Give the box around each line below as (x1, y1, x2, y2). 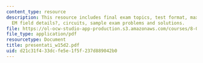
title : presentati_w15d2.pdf (6, 43, 80, 49)
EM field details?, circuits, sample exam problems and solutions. (11, 20, 185, 26)
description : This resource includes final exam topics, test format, (6, 14, 188, 20)
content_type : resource (6, 8, 66, 15)
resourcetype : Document (6, 37, 66, 43)
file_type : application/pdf (6, 31, 77, 37)
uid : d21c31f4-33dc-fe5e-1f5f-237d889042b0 (6, 48, 118, 54)
